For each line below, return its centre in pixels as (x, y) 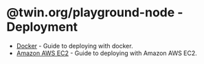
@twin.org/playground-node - (95, 13)
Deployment (42, 27)
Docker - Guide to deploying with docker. (75, 46)
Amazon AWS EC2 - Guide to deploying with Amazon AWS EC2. (106, 53)
